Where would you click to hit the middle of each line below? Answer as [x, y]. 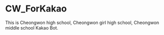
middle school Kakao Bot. [32, 27]
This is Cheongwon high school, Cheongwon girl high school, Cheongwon [82, 22]
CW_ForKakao [36, 9]
